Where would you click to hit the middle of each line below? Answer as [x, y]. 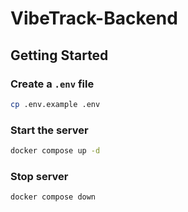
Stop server [39, 176]
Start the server [49, 130]
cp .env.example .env [55, 104]
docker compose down [53, 197]
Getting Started [59, 55]
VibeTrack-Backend [94, 18]
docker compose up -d [55, 151]
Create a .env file [52, 84]
